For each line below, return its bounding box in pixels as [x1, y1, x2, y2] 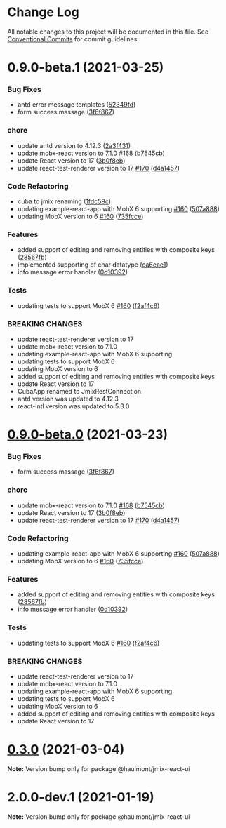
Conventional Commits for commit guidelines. [7, 34, 139, 43]
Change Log [7, 4, 79, 20]
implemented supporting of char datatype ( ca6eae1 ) [17, 260, 168, 269]
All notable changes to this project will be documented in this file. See [7, 27, 209, 36]
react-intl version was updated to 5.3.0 [17, 401, 130, 410]
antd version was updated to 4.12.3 [17, 394, 119, 403]
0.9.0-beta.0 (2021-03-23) [7, 427, 168, 443]
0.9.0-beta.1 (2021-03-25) [7, 60, 164, 76]
